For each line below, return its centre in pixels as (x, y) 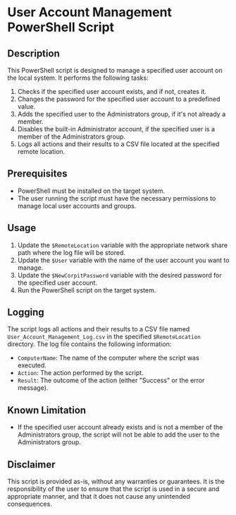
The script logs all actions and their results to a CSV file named (99, 329)
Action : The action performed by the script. (80, 373)
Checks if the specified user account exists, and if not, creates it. (112, 91)
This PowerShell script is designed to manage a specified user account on (115, 70)
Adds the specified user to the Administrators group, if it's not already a (122, 114)
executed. (32, 365)
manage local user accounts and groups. (77, 206)
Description (33, 53)
